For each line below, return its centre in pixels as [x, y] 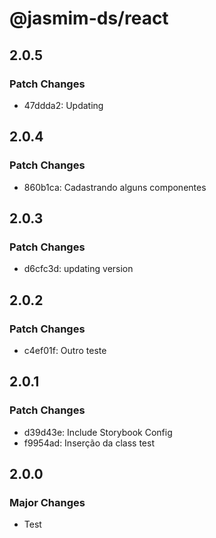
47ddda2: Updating [63, 105]
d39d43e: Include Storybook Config [98, 432]
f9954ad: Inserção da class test [89, 443]
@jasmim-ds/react [89, 18]
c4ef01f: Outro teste [65, 350]
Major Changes [47, 502]
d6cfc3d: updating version [78, 269]
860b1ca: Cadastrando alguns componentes [115, 187]
